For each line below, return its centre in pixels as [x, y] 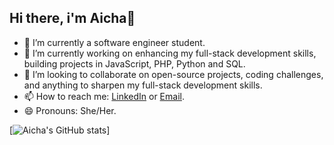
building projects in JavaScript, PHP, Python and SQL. [134, 63]
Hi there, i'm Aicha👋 [72, 18]
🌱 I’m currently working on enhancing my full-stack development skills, [170, 53]
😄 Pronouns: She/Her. [70, 110]
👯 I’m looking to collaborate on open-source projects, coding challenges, [173, 74]
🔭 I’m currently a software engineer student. [114, 42]
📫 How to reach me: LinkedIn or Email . [104, 96]
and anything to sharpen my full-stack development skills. [143, 85]
